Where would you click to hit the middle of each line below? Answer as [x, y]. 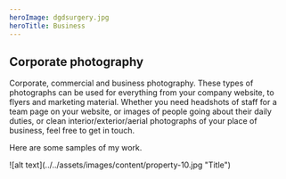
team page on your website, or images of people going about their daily [140, 111]
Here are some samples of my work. [76, 148]
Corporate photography [77, 62]
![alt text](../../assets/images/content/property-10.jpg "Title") [120, 165]
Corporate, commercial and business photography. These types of [131, 83]
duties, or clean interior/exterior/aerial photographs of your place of [133, 121]
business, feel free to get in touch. [72, 131]
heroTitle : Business [48, 26]
